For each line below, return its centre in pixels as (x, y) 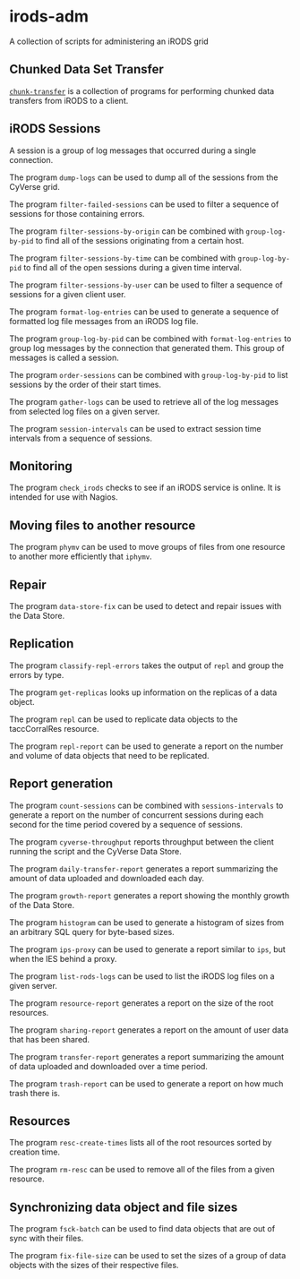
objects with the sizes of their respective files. (94, 1266)
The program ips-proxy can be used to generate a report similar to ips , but (148, 949)
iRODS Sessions (55, 129)
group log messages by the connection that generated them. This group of (147, 348)
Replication (42, 644)
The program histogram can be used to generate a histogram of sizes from (147, 922)
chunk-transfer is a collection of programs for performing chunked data (142, 90)
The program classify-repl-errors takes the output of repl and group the (146, 665)
